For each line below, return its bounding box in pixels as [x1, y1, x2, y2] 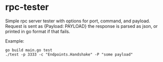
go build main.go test [5, 48, 52, 53]
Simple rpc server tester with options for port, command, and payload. [5, 18, 150, 24]
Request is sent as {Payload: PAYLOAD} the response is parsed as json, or [5, 23, 158, 29]
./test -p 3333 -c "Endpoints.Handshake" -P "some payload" [5, 52, 133, 57]
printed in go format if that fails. [5, 28, 70, 34]
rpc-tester [5, 1, 49, 13]
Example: [5, 38, 24, 44]
